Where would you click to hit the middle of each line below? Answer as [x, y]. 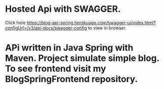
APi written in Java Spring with [69, 48]
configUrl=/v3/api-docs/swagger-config [46, 28]
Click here [16, 23]
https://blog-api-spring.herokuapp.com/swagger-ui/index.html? [91, 23]
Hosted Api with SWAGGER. [63, 9]
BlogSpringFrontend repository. [71, 79]
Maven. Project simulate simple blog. [82, 58]
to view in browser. [107, 28]
